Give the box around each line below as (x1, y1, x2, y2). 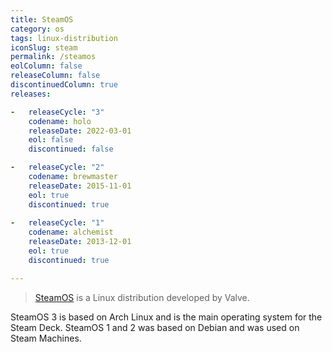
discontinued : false (28, 144, 114, 155)
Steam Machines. (10, 332, 82, 344)
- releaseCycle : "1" (10, 218, 105, 228)
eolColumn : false (10, 61, 83, 71)
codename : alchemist (28, 227, 114, 238)
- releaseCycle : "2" (10, 162, 105, 173)
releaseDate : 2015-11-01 (28, 181, 132, 191)
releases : (10, 89, 52, 99)
